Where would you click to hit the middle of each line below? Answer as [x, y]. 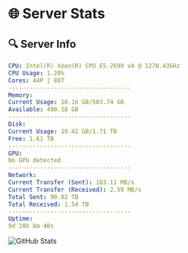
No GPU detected [34, 161]
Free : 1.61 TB [31, 139]
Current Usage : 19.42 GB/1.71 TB [63, 131]
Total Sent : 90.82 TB [43, 197]
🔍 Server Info [42, 44]
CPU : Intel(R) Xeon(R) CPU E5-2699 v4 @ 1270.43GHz [94, 66]
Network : [22, 175]
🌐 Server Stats [57, 14]
